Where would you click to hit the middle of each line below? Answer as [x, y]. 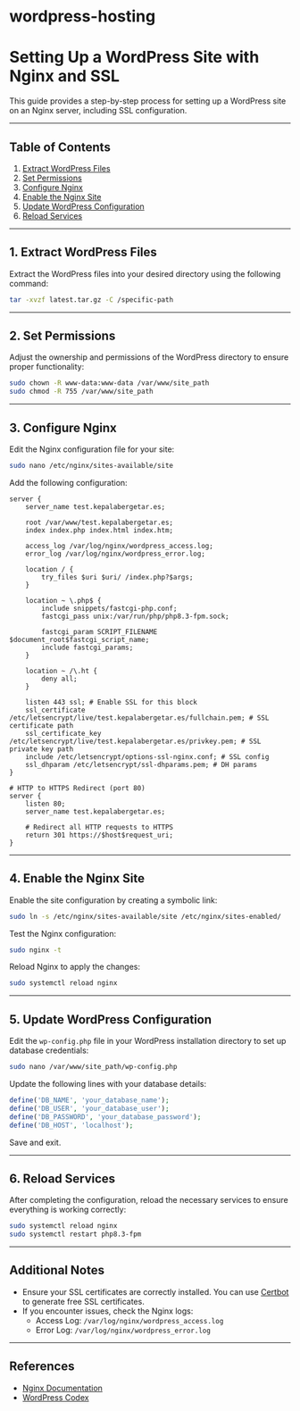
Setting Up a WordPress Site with [134, 58]
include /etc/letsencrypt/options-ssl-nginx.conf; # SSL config [147, 756]
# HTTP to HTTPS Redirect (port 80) [77, 788]
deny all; [59, 679]
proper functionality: [47, 367]
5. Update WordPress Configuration [111, 1019]
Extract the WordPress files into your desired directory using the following [145, 273]
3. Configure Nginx [63, 427]
